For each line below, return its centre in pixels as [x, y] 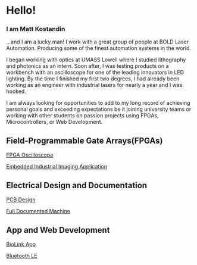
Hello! [21, 10]
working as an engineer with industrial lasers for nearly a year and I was [94, 85]
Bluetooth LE [22, 255]
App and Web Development [58, 230]
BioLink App [21, 244]
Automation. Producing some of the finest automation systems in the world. [99, 48]
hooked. [16, 91]
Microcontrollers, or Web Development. [54, 122]
